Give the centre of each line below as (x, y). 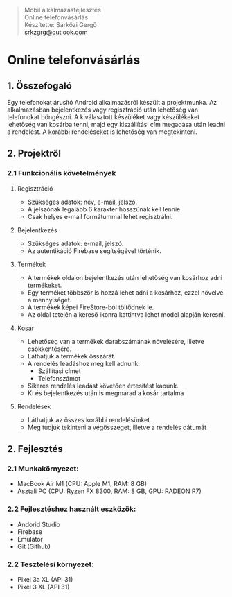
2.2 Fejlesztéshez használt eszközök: (72, 509)
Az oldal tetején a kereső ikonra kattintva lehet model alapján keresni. (126, 314)
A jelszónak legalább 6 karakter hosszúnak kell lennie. (105, 209)
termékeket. (45, 285)
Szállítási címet (59, 371)
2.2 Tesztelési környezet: (51, 564)
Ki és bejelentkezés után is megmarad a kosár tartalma (106, 393)
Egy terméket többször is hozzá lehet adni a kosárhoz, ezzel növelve (125, 292)
